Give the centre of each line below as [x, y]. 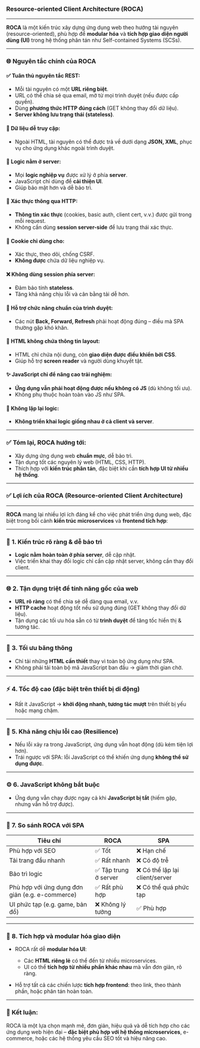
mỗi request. [30, 221]
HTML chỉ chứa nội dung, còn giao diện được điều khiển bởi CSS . [96, 354]
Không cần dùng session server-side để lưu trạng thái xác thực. [94, 227]
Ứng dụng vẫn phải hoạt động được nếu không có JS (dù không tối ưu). [103, 388]
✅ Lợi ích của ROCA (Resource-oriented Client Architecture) [95, 496]
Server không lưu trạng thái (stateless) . [64, 115]
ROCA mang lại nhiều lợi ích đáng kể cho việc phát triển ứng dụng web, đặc [99, 514]
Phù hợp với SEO [33, 850]
